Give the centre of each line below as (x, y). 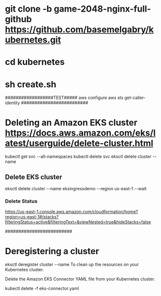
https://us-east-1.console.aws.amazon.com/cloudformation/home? (72, 212)
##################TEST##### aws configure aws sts (64, 98)
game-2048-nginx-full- (102, 9)
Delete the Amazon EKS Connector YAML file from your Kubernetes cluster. (80, 279)
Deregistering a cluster (52, 251)
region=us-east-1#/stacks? (32, 217)
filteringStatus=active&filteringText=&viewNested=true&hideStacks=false (78, 222)
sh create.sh (31, 84)
